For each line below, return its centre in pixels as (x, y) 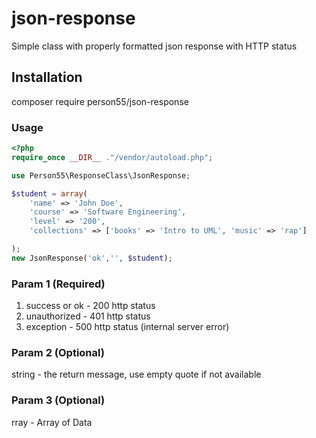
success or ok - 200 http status (90, 306)
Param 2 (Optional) (58, 353)
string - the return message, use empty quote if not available (136, 374)
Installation (47, 77)
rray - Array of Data (52, 422)
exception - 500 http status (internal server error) (127, 327)
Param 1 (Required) (58, 284)
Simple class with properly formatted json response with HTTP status (154, 46)
